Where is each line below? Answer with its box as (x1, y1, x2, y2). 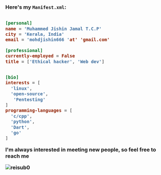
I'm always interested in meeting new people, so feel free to (5, 146, 156, 154)
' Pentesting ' (13, 96, 46, 103)
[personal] (5, 20, 32, 26)
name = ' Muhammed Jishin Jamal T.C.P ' (5, 26, 102, 32)
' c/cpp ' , (10, 113, 32, 119)
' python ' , (10, 119, 35, 124)
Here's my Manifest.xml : (5, 4, 66, 11)
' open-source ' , (10, 91, 49, 97)
